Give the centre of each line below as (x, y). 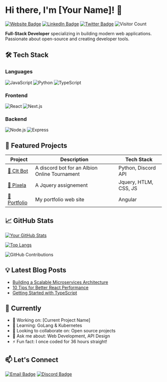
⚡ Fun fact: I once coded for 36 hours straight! (60, 342)
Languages (19, 72)
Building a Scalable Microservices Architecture (60, 282)
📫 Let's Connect (32, 360)
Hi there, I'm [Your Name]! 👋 (64, 10)
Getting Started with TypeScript (45, 293)
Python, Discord (137, 168)
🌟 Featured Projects (36, 145)
